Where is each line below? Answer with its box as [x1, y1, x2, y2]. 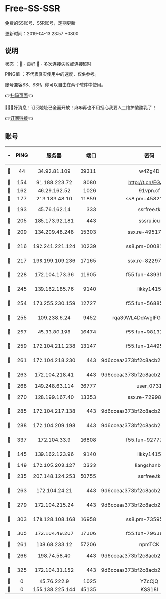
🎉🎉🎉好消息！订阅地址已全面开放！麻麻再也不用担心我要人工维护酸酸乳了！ [5, 104, 157, 110]
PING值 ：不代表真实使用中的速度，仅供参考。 [5, 71, 99, 77]
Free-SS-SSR [5, 3, 60, 14]
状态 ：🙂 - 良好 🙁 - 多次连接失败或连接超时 [5, 61, 91, 67]
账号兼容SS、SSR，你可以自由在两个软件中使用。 [5, 81, 106, 87]
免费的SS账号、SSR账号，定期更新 [5, 20, 76, 26]
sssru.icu [138, 217, 160, 224]
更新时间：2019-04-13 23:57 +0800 [5, 30, 79, 36]
